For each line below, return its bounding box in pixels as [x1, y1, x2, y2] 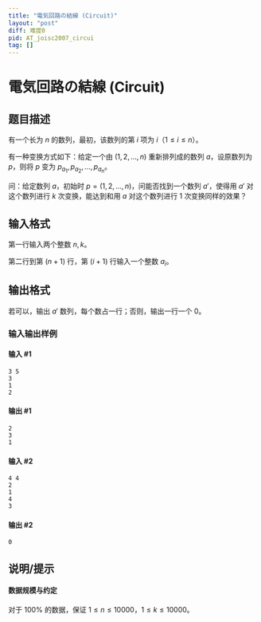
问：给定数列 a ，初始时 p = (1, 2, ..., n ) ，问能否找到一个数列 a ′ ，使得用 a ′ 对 [8, 181, 254, 191]
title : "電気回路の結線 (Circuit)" [8, 11, 118, 20]
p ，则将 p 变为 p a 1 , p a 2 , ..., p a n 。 [8, 162, 112, 175]
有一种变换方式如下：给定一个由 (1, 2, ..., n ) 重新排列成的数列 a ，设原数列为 [8, 152, 253, 162]
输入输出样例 [8, 328, 58, 339]
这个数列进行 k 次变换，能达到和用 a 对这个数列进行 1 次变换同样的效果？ [8, 191, 247, 201]
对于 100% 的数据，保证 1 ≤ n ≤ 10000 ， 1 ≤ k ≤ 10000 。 [8, 605, 194, 614]
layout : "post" [8, 19, 59, 27]
